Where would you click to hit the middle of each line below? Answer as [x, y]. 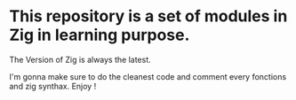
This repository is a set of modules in [148, 16]
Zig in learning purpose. [100, 35]
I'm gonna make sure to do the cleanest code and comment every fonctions [148, 76]
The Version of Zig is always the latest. [80, 59]
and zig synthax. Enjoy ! [53, 86]
